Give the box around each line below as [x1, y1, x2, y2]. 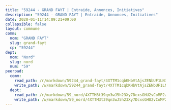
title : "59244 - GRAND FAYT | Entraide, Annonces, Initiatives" [5, 7, 145, 13]
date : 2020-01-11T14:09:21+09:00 [5, 17, 76, 22]
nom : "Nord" [10, 54, 36, 60]
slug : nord [10, 59, 33, 64]
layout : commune [5, 26, 40, 31]
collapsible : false [5, 21, 47, 27]
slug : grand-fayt [10, 41, 47, 46]
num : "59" [10, 64, 31, 69]
